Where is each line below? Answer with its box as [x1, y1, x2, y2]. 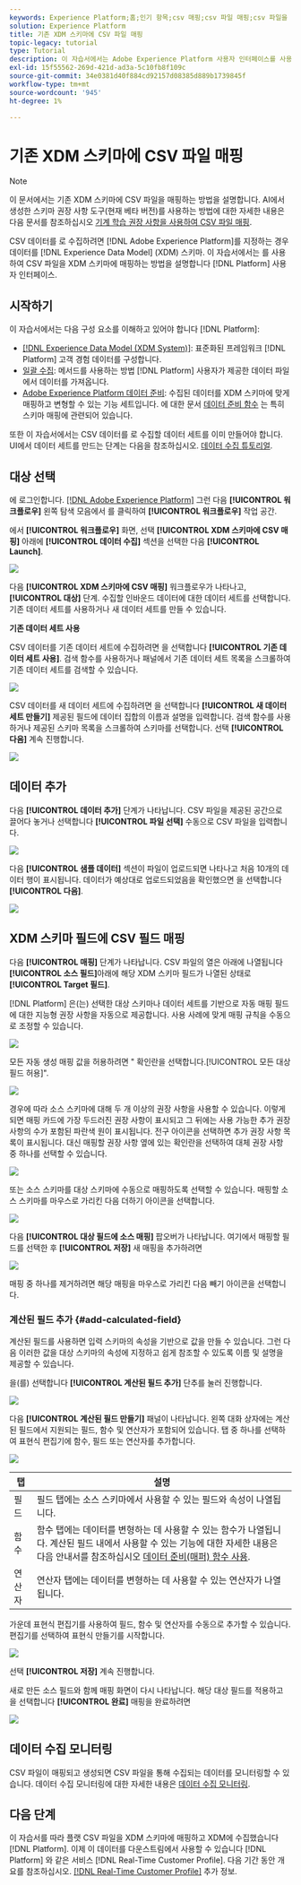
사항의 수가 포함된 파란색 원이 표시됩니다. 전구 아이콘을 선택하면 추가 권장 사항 [9, 1126, 282, 1137]
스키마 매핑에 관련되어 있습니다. [21, 410, 133, 421]
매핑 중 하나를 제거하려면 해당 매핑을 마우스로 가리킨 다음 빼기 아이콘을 [9, 1278, 255, 1289]
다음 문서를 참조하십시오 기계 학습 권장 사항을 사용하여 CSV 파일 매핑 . [9, 217, 253, 228]
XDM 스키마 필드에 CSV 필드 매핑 [9, 931, 185, 947]
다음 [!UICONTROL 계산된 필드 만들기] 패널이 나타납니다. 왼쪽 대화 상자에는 [9, 1413, 274, 1423]
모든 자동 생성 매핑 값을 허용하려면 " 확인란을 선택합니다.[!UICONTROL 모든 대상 [9, 1056, 291, 1067]
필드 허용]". [9, 1068, 49, 1078]
